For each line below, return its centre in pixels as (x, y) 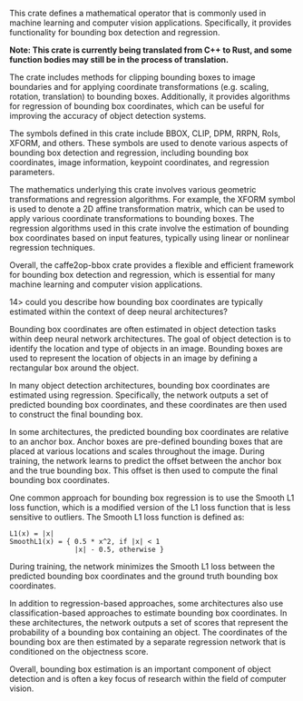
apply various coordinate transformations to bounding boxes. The (132, 218)
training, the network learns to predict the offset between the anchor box (146, 461)
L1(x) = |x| (32, 534)
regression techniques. (52, 247)
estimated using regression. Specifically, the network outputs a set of (139, 395)
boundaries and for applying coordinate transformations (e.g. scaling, (139, 87)
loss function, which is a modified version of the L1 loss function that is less (150, 507)
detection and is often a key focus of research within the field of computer (148, 679)
